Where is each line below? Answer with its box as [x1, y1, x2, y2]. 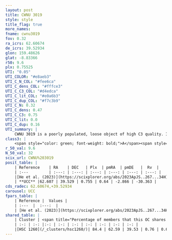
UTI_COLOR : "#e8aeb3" [5, 74, 52, 79]
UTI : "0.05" [5, 70, 31, 75]
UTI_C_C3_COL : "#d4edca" [5, 88, 58, 94]
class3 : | [5, 136, 27, 142]
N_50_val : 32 [5, 151, 33, 156]
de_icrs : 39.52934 [5, 46, 45, 51]
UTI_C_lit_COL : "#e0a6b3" [5, 93, 60, 98]
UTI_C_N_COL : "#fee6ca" [5, 79, 56, 84]
